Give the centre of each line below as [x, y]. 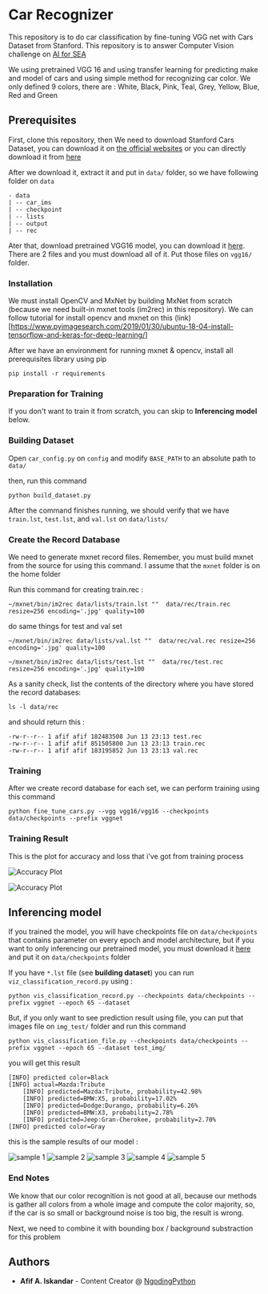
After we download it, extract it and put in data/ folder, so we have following [133, 172]
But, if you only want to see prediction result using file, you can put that [126, 1018]
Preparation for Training [56, 393]
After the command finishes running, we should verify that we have [119, 510]
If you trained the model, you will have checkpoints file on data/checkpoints [133, 931]
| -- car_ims [30, 202]
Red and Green [33, 95]
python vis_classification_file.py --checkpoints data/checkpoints [123, 1041]
